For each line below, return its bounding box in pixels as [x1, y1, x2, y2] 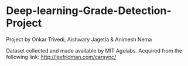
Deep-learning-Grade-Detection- [6, 4, 172, 18]
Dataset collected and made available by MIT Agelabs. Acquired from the [6, 47, 183, 54]
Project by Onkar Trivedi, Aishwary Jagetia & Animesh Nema [6, 36, 152, 43]
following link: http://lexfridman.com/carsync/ [6, 53, 117, 60]
